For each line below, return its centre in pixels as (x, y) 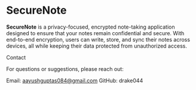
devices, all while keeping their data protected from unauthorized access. (97, 46)
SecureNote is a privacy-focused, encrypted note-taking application (91, 27)
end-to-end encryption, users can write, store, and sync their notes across (98, 39)
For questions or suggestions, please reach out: (65, 69)
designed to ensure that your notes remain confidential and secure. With (95, 33)
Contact (16, 57)
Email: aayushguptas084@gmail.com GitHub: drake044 (75, 80)
